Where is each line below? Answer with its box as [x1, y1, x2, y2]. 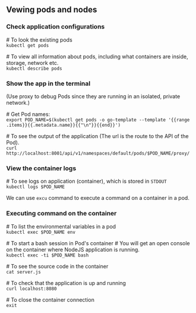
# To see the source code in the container [6, 262, 109, 270]
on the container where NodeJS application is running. [6, 246, 140, 253]
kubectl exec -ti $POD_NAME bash [6, 252, 89, 258]
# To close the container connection [6, 296, 95, 303]
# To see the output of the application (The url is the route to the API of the [6, 132, 189, 139]
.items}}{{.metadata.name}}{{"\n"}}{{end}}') [6, 122, 121, 128]
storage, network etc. [6, 59, 59, 66]
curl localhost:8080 [6, 286, 58, 292]
